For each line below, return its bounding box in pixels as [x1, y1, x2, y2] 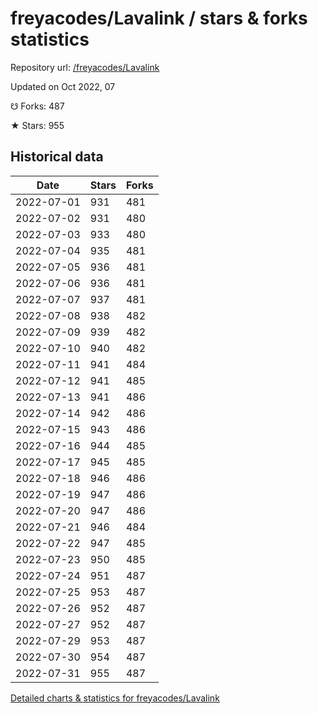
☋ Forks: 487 [10, 100, 65, 112]
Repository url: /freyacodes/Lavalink [10, 61, 160, 73]
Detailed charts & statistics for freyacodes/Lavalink [10, 692, 220, 704]
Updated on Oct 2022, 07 [10, 80, 116, 92]
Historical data [10, 148, 104, 166]
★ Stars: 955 [10, 119, 65, 131]
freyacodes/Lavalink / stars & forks [10, 7, 308, 30]
